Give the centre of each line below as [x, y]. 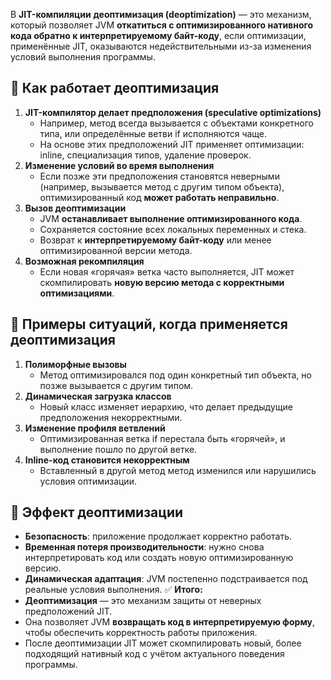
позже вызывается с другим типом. [116, 385]
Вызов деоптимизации [75, 208]
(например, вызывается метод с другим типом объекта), [162, 186]
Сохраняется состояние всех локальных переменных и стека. [173, 229]
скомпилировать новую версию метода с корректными [162, 282]
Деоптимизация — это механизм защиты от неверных [143, 601]
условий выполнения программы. [83, 57]
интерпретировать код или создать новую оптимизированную [159, 558]
